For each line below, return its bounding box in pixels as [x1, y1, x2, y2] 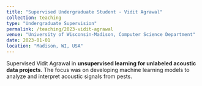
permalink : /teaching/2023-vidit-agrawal [6, 26, 114, 32]
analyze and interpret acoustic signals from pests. [6, 73, 133, 80]
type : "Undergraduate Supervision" [6, 20, 97, 26]
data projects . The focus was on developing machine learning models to [6, 66, 190, 73]
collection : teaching [6, 15, 62, 21]
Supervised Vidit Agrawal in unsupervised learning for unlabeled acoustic [6, 59, 196, 67]
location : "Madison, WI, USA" [6, 43, 84, 49]
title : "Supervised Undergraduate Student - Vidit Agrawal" [6, 9, 163, 15]
